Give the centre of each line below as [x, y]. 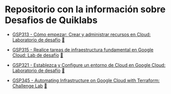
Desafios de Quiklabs [51, 20]
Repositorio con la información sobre [85, 9]
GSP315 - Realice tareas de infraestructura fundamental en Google [83, 50]
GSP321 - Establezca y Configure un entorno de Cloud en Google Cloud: [89, 65]
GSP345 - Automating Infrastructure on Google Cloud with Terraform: [86, 80]
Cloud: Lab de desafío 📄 [38, 55]
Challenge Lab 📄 [30, 86]
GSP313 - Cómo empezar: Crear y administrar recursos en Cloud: [81, 34]
